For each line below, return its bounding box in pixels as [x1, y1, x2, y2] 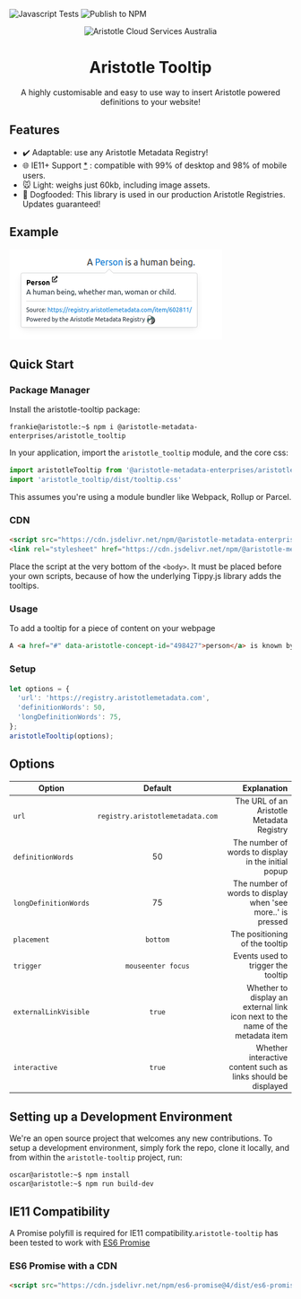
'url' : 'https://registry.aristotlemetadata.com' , [17, 694, 211, 703]
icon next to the [230, 1011, 288, 1022]
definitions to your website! [99, 96, 202, 107]
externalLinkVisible [13, 1008, 90, 1017]
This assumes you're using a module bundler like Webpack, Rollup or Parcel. [9, 492, 292, 502]
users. [21, 170, 47, 180]
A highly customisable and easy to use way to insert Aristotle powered [21, 86, 280, 98]
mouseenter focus [125, 961, 190, 971]
